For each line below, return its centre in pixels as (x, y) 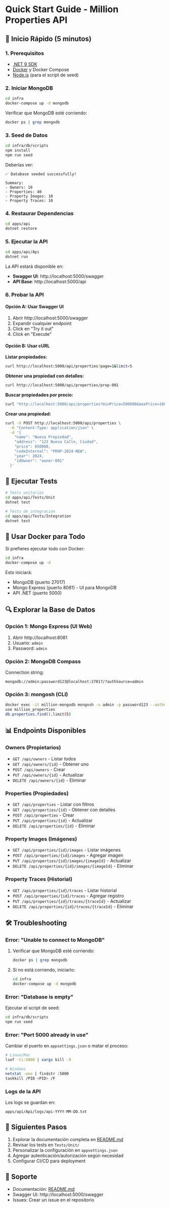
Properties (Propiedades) (37, 793)
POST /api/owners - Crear (39, 769)
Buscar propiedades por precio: (39, 395)
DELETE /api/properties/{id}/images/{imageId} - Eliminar (73, 866)
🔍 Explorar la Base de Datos (50, 609)
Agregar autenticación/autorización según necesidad (68, 1155)
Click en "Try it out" (33, 329)
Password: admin (30, 648)
